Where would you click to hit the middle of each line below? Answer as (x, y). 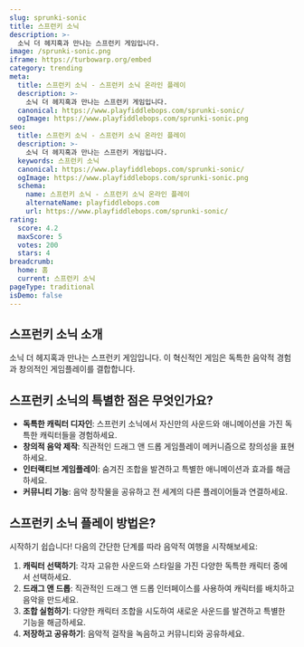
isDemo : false (36, 295)
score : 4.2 (38, 228)
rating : (24, 219)
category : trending (46, 69)
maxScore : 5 (40, 236)
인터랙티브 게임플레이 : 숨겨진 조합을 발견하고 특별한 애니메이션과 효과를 (148, 469)
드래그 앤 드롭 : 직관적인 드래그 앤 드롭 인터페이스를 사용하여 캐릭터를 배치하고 (158, 588)
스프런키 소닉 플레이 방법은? (83, 523)
